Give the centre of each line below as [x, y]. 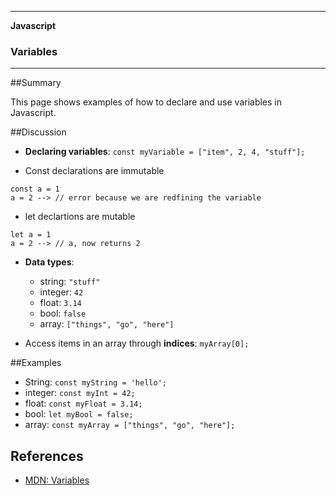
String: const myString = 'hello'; [95, 382]
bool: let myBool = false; [79, 414]
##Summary [36, 83]
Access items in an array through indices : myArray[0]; [137, 343]
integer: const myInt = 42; [80, 393]
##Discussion [38, 132]
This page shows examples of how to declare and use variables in [146, 102]
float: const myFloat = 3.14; [83, 403]
